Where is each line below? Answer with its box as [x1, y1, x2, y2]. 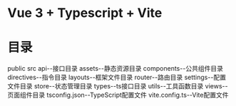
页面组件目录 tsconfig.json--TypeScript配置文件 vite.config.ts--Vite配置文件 [7, 90, 229, 100]
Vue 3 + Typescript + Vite [7, 5, 163, 21]
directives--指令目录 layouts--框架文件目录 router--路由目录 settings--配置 [7, 73, 227, 82]
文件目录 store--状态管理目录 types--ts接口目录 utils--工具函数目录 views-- [7, 82, 228, 90]
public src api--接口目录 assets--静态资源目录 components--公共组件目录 [7, 64, 223, 73]
